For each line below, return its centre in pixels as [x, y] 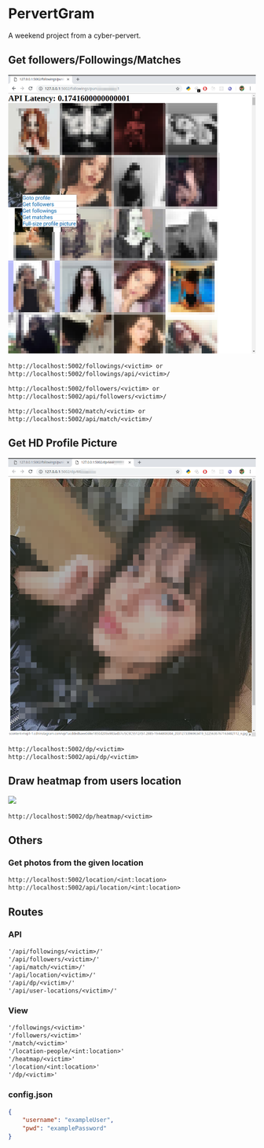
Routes [26, 912]
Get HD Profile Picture [63, 444]
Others [26, 840]
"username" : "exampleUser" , [68, 1120]
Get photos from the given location [76, 863]
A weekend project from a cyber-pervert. [75, 35]
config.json [31, 1095]
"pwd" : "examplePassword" [65, 1128]
